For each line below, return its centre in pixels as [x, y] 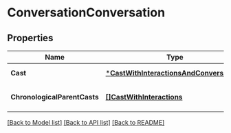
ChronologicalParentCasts [55, 97]
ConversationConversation [86, 13]
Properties [30, 38]
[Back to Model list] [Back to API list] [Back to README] [86, 122]
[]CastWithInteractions [144, 97]
